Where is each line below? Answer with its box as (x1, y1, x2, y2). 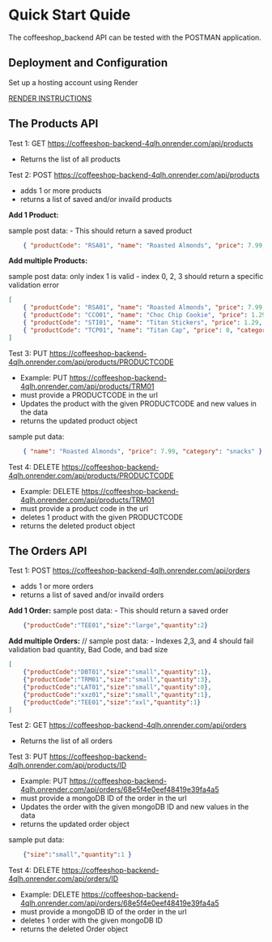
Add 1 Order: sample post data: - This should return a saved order (8, 606, 229, 616)
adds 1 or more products (19, 185, 102, 196)
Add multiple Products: (8, 256, 88, 265)
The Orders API (8, 544, 87, 557)
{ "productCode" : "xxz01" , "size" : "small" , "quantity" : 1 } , (23, 690, 212, 699)
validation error (8, 280, 59, 290)
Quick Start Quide (8, 6, 131, 24)
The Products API (8, 117, 99, 131)
